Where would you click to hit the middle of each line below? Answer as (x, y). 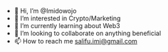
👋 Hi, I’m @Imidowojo (45, 11)
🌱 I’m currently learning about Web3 (67, 26)
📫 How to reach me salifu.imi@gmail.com (75, 41)
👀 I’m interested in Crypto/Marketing (67, 18)
